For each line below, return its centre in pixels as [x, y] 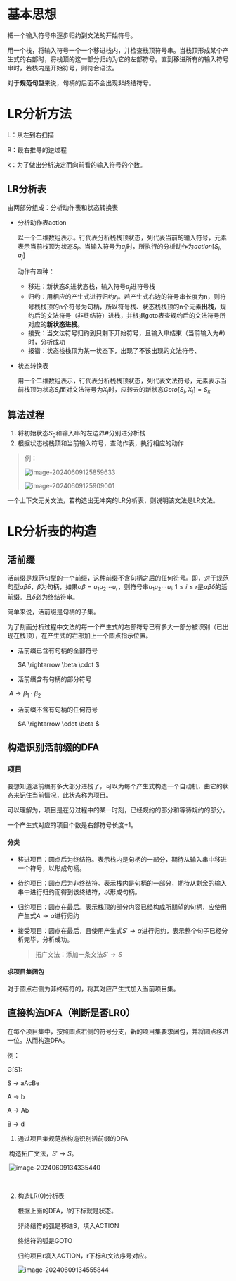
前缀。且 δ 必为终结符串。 [43, 597]
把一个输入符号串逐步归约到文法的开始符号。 [72, 35]
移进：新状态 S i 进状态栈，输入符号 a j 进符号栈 [92, 287]
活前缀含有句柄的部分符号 [54, 679]
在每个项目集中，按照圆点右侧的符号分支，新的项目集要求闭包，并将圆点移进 [118, 1031]
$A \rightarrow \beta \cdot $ [58, 665]
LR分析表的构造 [52, 532]
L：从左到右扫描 [31, 135]
